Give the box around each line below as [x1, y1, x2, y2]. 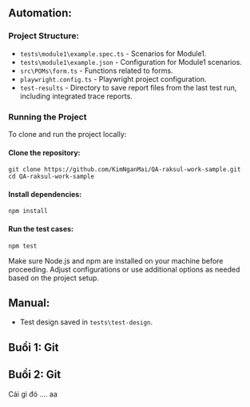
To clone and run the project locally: [8, 129, 127, 139]
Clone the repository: [8, 147, 81, 157]
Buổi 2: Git [8, 368, 62, 381]
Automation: [8, 6, 72, 20]
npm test [8, 242, 38, 250]
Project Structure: [8, 30, 80, 42]
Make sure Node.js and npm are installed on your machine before [8, 256, 224, 265]
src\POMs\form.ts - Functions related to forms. [19, 66, 173, 75]
